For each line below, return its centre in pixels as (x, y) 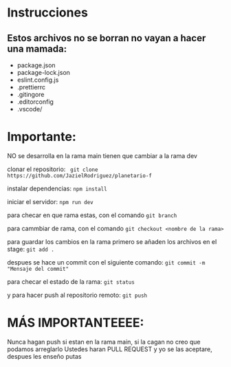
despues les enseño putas (44, 356)
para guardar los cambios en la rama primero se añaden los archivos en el (112, 241)
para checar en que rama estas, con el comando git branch (92, 215)
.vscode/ (30, 109)
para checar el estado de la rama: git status (71, 281)
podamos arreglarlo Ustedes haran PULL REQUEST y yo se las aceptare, (110, 349)
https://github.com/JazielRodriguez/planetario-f (80, 176)
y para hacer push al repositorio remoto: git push (77, 295)
